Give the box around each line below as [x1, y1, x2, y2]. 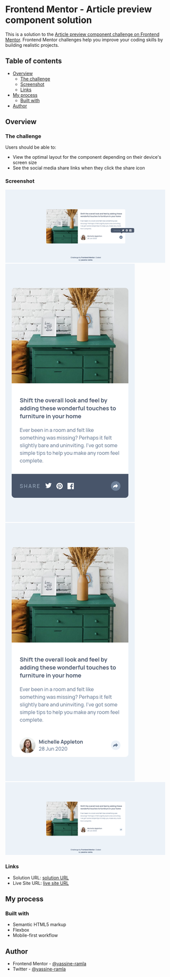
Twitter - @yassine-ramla [12, 966, 66, 972]
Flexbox [12, 927, 29, 933]
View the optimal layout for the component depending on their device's [12, 154, 161, 160]
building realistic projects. [5, 42, 59, 48]
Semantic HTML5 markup [12, 922, 66, 928]
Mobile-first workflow [12, 932, 58, 938]
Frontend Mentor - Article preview [5, 4, 152, 15]
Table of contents [5, 57, 62, 66]
